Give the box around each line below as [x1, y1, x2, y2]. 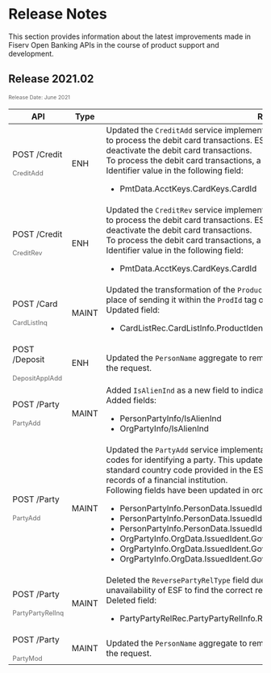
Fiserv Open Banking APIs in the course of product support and [8, 40, 219, 49]
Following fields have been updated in [106, 484, 250, 495]
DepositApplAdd [12, 373, 63, 382]
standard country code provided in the [106, 464, 252, 475]
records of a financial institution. [106, 474, 228, 486]
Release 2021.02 [8, 72, 94, 86]
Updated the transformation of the [106, 284, 236, 295]
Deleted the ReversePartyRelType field [106, 574, 250, 586]
